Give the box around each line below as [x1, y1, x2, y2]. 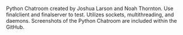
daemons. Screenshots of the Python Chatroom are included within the [6, 17, 177, 24]
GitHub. [6, 23, 25, 30]
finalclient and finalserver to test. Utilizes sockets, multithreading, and [6, 11, 174, 18]
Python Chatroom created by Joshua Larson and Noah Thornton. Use [6, 5, 174, 12]
